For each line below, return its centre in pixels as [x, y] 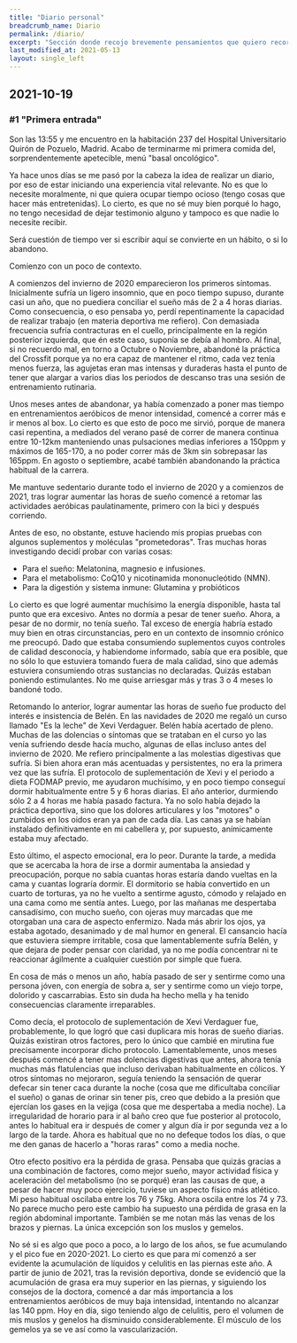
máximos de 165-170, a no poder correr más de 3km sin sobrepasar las [138, 451]
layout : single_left [47, 59]
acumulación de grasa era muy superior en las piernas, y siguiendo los [138, 1282]
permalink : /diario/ [47, 34]
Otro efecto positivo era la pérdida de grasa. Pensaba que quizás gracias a [145, 1161]
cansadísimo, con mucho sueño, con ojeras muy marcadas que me [131, 912]
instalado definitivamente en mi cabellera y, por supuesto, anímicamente [141, 829]
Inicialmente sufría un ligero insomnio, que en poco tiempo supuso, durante [147, 293]
